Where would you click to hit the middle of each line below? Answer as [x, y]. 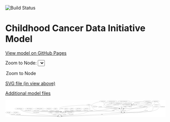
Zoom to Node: [21, 63]
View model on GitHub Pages [36, 53]
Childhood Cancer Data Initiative [76, 28]
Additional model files [28, 93]
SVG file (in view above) [31, 83]
